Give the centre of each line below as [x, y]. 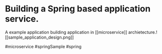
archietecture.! [143, 32]
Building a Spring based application [78, 9]
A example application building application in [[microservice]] [66, 32]
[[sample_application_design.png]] [39, 37]
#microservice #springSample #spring [43, 46]
